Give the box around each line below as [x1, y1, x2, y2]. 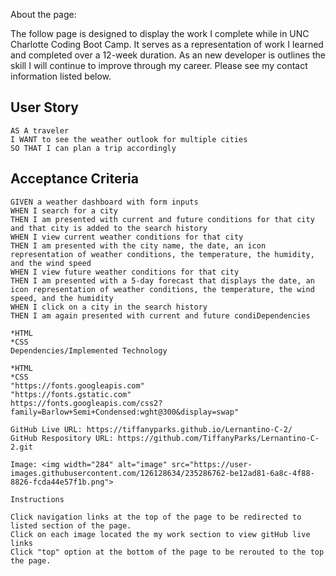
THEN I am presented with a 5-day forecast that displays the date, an [10, 275, 315, 286]
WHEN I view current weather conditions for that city [10, 232, 244, 242]
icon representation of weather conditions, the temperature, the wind [10, 284, 315, 294]
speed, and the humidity [10, 293, 114, 303]
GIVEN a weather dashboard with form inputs [10, 197, 199, 207]
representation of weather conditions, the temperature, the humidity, [10, 249, 315, 259]
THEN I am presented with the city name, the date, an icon [10, 240, 267, 251]
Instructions [10, 494, 65, 504]
